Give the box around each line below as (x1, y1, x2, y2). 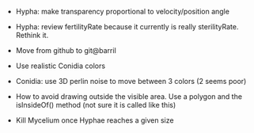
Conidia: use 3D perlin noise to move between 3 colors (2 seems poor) (15, 77, 247, 85)
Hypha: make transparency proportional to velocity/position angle (15, 7, 229, 16)
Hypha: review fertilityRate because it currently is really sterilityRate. (15, 22, 239, 31)
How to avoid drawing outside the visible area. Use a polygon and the (15, 92, 243, 101)
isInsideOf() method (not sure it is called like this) (15, 101, 176, 109)
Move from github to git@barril (15, 46, 116, 55)
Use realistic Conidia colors (15, 61, 105, 70)
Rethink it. (15, 31, 49, 40)
